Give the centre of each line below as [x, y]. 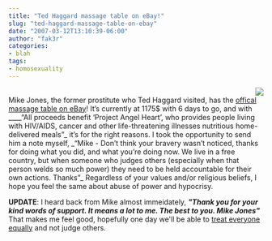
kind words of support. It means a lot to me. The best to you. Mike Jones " [134, 210]
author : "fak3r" [36, 39]
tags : [17, 62]
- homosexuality [36, 69]
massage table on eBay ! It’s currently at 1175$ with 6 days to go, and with [130, 108]
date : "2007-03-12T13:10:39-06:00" [68, 31]
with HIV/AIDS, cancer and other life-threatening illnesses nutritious [121, 126]
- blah [19, 54]
